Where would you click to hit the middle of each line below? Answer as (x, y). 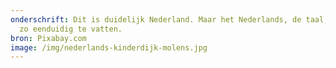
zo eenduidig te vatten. (71, 29)
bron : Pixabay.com (48, 38)
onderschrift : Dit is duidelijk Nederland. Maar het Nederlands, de (156, 19)
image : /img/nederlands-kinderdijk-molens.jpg (109, 47)
